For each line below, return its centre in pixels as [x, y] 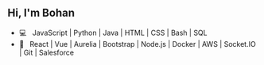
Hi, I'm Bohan [41, 13]
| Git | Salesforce [47, 52]
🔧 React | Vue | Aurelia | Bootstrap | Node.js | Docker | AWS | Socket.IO [137, 44]
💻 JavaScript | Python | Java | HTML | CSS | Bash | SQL [113, 32]
